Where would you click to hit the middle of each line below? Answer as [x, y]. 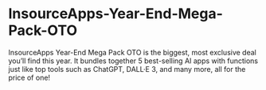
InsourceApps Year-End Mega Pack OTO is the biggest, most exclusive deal [132, 52]
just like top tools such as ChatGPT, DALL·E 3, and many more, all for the [127, 69]
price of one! [29, 77]
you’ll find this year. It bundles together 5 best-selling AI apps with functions [133, 61]
